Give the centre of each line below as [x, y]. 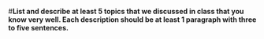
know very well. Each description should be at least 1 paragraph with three [132, 19]
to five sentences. [39, 28]
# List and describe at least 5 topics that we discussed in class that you [126, 11]
